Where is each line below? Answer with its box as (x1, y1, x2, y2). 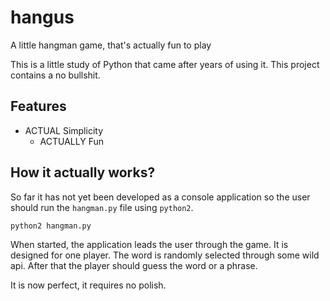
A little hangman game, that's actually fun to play (10, 39, 212, 51)
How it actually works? (10, 164, 156, 181)
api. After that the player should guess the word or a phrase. (10, 260, 258, 272)
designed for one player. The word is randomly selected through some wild (10, 249, 320, 261)
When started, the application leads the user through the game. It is (10, 239, 289, 251)
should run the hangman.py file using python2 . (10, 201, 194, 213)
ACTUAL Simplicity (24, 124, 103, 136)
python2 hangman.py (10, 221, 92, 231)
